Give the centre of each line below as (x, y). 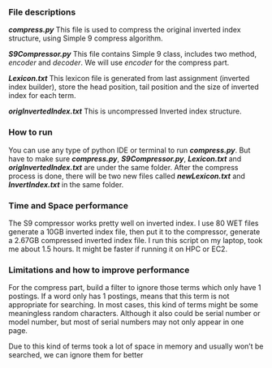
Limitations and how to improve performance (99, 270)
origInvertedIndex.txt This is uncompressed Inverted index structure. (125, 111)
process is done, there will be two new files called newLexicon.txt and (127, 176)
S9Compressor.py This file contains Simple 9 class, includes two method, (133, 54)
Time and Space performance (68, 205)
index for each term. (42, 96)
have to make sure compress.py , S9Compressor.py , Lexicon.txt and (125, 158)
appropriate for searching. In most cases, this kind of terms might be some (133, 305)
